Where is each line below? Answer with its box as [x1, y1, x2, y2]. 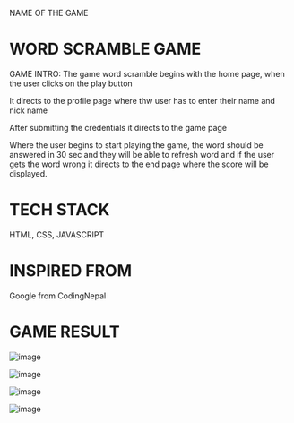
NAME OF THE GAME [9, 8, 89, 18]
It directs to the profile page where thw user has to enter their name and [9, 95, 276, 106]
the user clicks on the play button [9, 78, 133, 89]
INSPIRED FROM [9, 261, 133, 281]
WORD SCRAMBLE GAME [9, 39, 202, 59]
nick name [9, 105, 48, 116]
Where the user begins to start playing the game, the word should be [9, 139, 264, 151]
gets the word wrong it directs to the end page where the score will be [9, 159, 269, 169]
